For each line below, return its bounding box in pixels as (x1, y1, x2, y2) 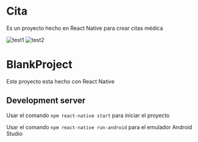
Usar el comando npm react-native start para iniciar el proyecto (6, 112, 170, 119)
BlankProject (6, 58, 73, 71)
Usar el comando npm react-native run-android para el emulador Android (6, 123, 193, 130)
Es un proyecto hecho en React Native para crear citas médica (6, 24, 163, 32)
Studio (6, 130, 23, 137)
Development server (6, 96, 86, 106)
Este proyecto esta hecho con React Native (6, 77, 115, 85)
